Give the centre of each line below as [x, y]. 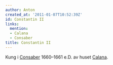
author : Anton [20, 10]
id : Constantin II [25, 19]
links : [12, 24]
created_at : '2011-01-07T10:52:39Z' [44, 15]
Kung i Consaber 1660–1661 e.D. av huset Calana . [57, 57]
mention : [19, 29]
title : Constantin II [28, 43]
